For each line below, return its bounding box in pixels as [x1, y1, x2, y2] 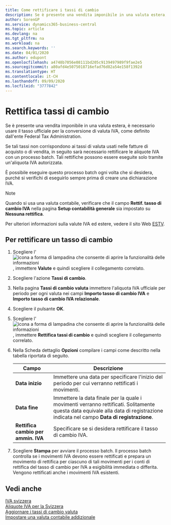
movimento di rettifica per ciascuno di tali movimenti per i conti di [12, 459, 150, 465]
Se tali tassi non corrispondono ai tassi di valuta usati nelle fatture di [5, 143, 149, 149]
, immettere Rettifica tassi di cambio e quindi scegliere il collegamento [12, 332, 161, 338]
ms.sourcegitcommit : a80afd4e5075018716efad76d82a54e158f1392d [5, 64, 142, 69]
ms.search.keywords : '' [5, 45, 56, 51]
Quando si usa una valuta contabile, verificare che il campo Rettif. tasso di [5, 200, 162, 206]
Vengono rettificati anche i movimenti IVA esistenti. [12, 469, 120, 475]
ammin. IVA [15, 435, 44, 442]
